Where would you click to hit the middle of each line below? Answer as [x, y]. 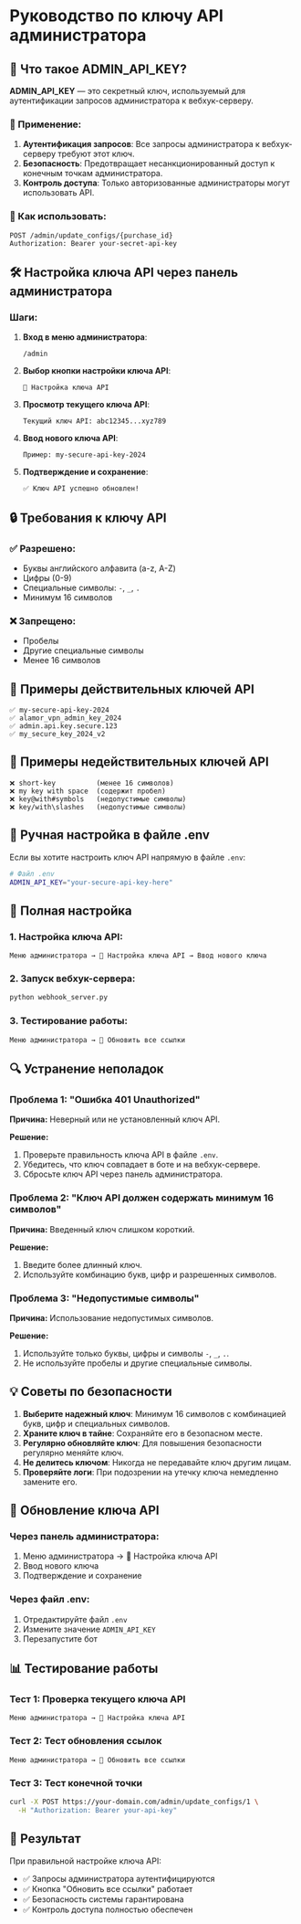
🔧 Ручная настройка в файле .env [109, 835]
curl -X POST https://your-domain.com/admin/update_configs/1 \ [134, 1802]
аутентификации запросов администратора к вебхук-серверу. [131, 100]
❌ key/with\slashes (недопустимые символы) [98, 807]
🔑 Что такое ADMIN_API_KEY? [98, 69]
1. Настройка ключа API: [66, 936]
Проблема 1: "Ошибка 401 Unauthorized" [105, 1099]
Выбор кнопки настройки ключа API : [97, 371]
